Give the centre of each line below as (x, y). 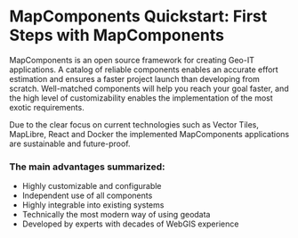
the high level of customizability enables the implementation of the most (141, 98)
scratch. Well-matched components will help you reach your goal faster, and (149, 88)
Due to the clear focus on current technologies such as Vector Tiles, (134, 124)
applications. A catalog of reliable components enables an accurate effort (144, 70)
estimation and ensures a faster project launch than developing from (134, 78)
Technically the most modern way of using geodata (116, 215)
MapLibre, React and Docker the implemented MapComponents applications (149, 134)
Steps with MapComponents (117, 35)
